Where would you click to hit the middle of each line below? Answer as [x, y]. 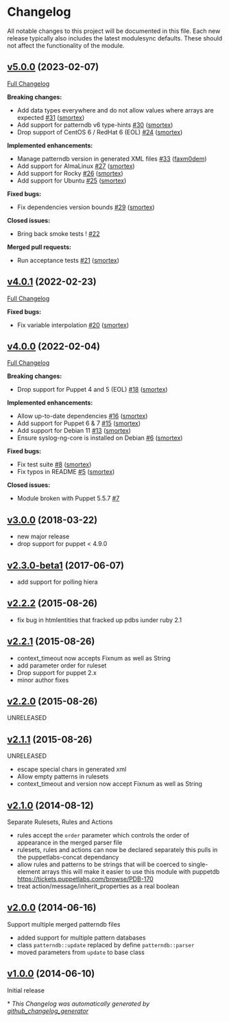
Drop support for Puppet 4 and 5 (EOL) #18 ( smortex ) [92, 390]
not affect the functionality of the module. [66, 45]
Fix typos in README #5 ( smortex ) [66, 472]
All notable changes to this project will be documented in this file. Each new [114, 31]
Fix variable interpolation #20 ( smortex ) [73, 325]
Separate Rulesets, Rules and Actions [60, 822]
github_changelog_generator [48, 1011]
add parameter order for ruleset [62, 665]
